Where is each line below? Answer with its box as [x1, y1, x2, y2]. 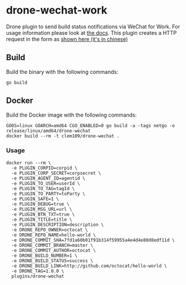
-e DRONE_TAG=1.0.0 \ [11, 268, 65, 274]
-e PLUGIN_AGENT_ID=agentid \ [11, 175, 85, 181]
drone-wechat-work [6, 4, 108, 17]
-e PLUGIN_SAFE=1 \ [11, 195, 59, 202]
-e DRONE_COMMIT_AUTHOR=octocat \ [11, 247, 96, 253]
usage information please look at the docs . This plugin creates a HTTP [6, 29, 177, 36]
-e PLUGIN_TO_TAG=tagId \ [11, 185, 75, 191]
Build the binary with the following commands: [6, 68, 119, 75]
